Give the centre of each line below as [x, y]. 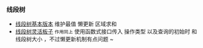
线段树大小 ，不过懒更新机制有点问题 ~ [64, 39]
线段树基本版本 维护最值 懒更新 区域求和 [66, 24]
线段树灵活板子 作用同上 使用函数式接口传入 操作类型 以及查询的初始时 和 [106, 32]
